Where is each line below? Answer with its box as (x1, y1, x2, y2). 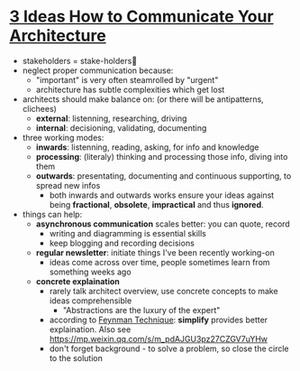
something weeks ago (49, 266, 132, 277)
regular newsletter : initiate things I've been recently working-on (35, 246, 275, 258)
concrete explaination (35, 275, 120, 286)
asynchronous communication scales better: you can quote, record (35, 218, 290, 229)
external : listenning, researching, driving (35, 113, 187, 124)
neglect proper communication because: (22, 65, 174, 76)
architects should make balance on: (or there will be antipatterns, (22, 93, 264, 105)
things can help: (22, 209, 83, 219)
